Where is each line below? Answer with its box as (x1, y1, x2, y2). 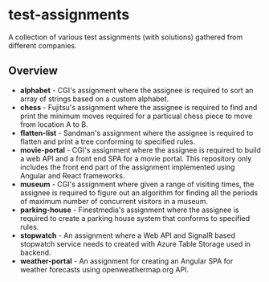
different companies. (8, 40, 77, 50)
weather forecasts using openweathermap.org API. (19, 264, 190, 274)
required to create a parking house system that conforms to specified (19, 213, 251, 223)
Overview (8, 64, 59, 78)
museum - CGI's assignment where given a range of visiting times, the (19, 179, 255, 189)
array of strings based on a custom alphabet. (19, 94, 169, 104)
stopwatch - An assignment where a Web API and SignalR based (19, 231, 235, 240)
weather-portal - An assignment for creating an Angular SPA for (19, 255, 234, 266)
